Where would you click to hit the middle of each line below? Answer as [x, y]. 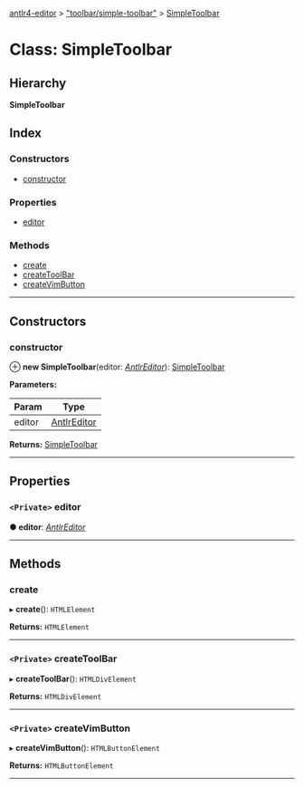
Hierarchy [38, 83]
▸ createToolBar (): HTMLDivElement [73, 678]
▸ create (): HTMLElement [52, 610]
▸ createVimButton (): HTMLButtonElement [85, 747]
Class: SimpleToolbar [91, 50]
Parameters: [33, 384]
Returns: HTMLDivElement [56, 696]
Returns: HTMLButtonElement [62, 765]
